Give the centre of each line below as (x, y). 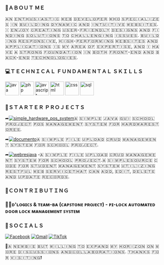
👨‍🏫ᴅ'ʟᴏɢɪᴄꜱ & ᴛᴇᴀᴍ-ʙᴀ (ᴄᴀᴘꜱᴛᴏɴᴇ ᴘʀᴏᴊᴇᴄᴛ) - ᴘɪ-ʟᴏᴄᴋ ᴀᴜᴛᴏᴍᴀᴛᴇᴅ (80, 204)
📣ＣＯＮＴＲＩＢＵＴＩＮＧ (37, 190)
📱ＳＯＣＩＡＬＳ (24, 226)
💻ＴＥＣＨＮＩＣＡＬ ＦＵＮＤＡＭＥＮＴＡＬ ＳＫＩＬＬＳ (74, 71)
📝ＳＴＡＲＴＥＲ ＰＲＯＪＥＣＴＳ (45, 107)
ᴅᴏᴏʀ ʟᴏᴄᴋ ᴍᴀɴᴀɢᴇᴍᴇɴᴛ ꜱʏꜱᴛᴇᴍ (43, 211)
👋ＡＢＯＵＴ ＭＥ (25, 7)
